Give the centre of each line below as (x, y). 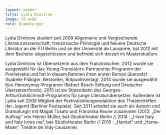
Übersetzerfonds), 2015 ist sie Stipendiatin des (53, 90)
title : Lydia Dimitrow (29, 14)
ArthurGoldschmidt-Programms (38, 95)
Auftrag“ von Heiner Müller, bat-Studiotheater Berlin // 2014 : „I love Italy (79, 117)
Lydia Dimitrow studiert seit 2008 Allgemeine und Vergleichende (71, 38)
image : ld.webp (21, 19)
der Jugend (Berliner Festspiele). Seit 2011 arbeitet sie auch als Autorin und (82, 106)
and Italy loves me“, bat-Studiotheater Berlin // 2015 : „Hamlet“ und (74, 122)
